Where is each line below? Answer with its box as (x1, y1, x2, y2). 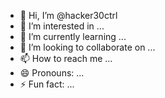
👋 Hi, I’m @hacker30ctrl (19, 10, 118, 21)
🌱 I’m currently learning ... (19, 31, 127, 42)
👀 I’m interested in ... (19, 20, 105, 32)
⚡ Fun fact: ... (19, 78, 75, 90)
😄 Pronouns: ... (19, 67, 85, 79)
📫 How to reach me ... (19, 53, 113, 64)
